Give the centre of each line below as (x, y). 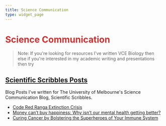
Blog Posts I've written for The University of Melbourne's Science (73, 92)
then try (26, 64)
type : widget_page (24, 15)
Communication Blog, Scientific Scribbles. (49, 98)
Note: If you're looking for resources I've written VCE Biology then (86, 53)
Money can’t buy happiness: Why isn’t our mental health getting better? (87, 113)
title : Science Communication (37, 10)
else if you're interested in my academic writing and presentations (86, 59)
